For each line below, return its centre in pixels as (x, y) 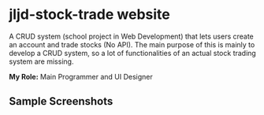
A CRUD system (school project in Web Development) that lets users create (132, 36)
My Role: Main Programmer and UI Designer (81, 76)
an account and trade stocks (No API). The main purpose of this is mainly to (132, 44)
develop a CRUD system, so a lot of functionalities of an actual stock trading (133, 53)
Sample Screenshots (61, 101)
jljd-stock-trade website (89, 15)
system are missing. (41, 61)
